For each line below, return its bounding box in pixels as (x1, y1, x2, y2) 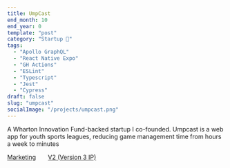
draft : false (7, 94, 45, 101)
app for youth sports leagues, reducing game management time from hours (7, 132, 222, 140)
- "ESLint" (13, 67, 45, 74)
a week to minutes (7, 139, 59, 148)
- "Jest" (13, 81, 39, 87)
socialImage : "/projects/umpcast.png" (7, 106, 119, 113)
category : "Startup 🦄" (7, 36, 73, 43)
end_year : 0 (7, 23, 41, 30)
